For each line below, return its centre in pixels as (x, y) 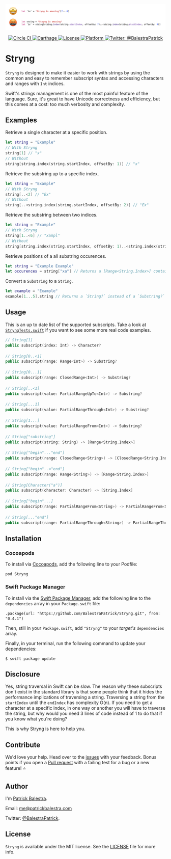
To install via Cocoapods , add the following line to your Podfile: (71, 564)
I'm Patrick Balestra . (26, 798)
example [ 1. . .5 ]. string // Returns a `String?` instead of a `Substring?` (85, 297)
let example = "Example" (32, 291)
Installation (23, 538)
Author (17, 786)
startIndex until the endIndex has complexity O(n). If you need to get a (79, 703)
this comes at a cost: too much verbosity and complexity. (65, 104)
